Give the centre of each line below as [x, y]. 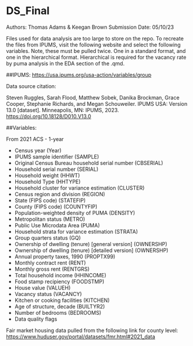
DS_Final [28, 11]
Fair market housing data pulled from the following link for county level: [92, 330]
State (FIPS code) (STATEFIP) [50, 200]
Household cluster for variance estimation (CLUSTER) [79, 188]
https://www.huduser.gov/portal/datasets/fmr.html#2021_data [81, 337]
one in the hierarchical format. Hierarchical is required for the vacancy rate [96, 57]
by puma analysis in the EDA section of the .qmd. [65, 63]
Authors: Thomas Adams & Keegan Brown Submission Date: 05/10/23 [90, 27]
